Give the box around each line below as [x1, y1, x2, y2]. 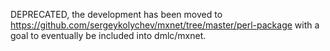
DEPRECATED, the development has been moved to [10, 9, 223, 20]
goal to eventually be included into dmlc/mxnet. [10, 30, 207, 41]
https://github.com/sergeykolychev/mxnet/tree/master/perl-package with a [10, 19, 320, 31]
